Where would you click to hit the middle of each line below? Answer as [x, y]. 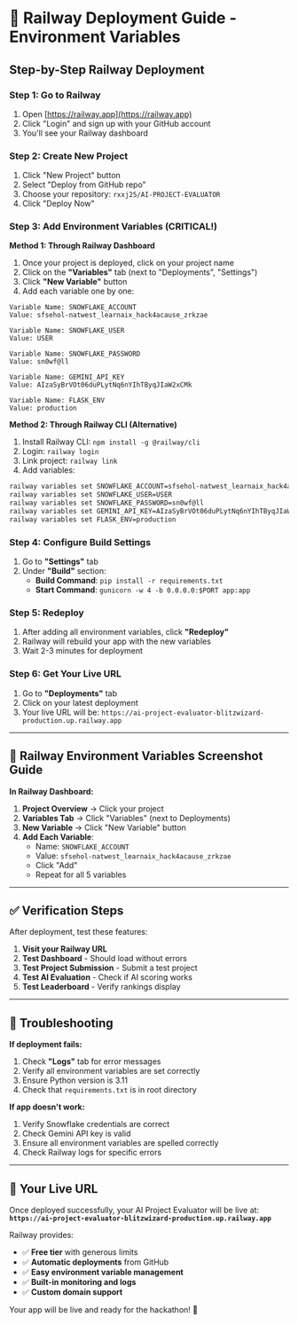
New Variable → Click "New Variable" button [104, 827]
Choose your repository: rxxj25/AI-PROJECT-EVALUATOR [121, 194]
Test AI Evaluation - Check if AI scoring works [107, 977]
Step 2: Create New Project [69, 156]
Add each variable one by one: [78, 291]
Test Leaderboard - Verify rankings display [101, 987]
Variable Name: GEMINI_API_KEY [67, 377]
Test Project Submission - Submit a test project [110, 968]
